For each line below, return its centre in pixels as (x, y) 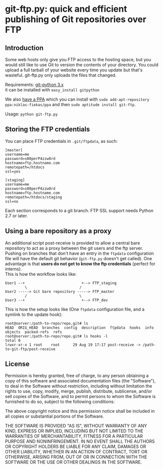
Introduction (24, 48)
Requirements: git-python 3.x (34, 85)
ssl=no (12, 201)
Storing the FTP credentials (48, 129)
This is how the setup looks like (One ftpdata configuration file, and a (75, 309)
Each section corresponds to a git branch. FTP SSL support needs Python (79, 210)
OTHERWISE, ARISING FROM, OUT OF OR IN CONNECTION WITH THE (76, 457)
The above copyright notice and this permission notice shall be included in (80, 411)
